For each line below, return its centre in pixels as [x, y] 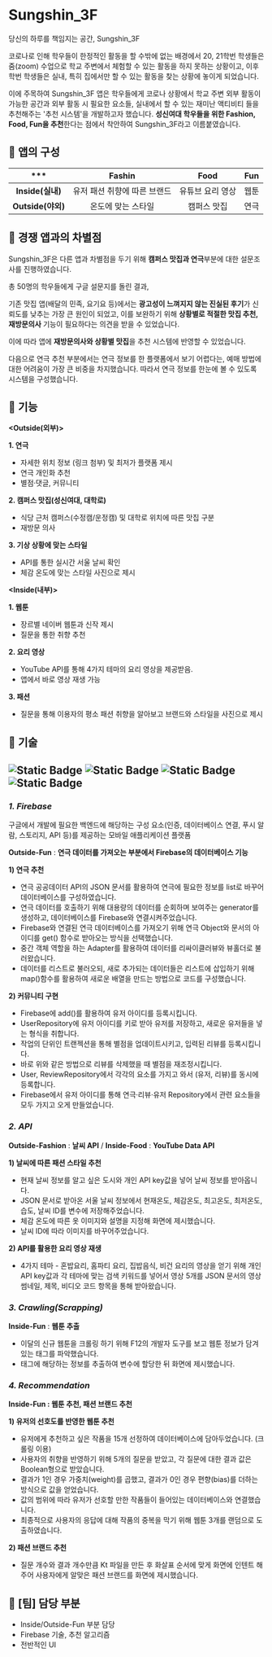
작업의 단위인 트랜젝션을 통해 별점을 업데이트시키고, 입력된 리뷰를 [123, 1044]
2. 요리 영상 [27, 652]
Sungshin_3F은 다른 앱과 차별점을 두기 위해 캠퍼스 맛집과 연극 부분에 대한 [124, 259]
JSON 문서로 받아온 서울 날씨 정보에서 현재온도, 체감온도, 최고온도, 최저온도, [141, 1200]
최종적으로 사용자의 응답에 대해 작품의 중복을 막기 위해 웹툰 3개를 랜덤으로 [137, 1520]
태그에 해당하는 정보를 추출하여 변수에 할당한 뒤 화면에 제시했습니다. [127, 1364]
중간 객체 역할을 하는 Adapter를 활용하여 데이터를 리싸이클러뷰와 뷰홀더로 [136, 948]
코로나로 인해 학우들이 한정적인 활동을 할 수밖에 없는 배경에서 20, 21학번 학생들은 [136, 55]
